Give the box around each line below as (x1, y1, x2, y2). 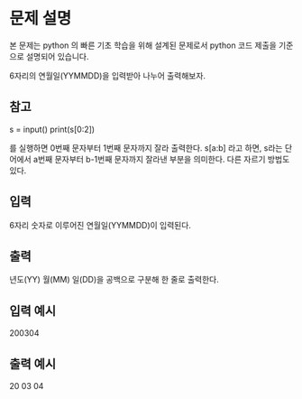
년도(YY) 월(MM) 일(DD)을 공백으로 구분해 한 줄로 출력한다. (9, 274, 219, 285)
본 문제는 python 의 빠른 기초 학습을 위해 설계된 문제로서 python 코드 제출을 (9, 40, 277, 51)
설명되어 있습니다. (25, 51, 89, 61)
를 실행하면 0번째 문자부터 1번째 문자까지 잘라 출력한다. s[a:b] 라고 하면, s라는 (9, 142, 283, 153)
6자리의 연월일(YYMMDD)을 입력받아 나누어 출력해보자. (9, 70, 206, 81)
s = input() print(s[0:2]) (9, 124, 96, 135)
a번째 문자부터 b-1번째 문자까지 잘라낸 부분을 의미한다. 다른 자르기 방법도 (32, 153, 290, 164)
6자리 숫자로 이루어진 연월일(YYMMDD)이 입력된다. (9, 219, 192, 230)
